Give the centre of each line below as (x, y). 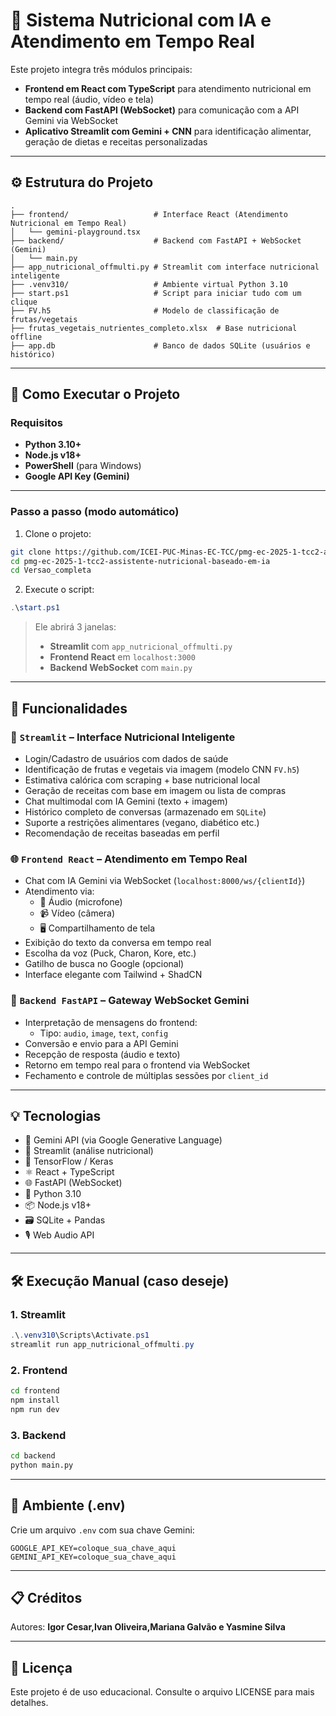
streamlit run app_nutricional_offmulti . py (102, 1344)
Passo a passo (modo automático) (95, 512)
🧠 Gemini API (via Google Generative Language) (123, 1140)
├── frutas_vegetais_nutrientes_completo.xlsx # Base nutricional (154, 328)
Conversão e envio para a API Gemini (101, 1043)
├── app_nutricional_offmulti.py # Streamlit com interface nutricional (165, 267)
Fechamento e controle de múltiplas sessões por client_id (146, 1075)
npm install (35, 1400)
